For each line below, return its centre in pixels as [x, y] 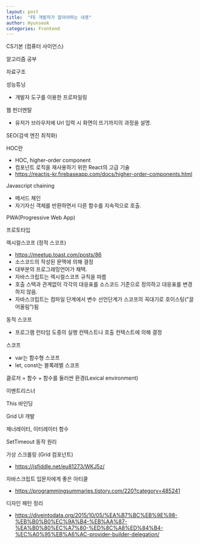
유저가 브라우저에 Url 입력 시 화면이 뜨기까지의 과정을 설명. [83, 123]
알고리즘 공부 [22, 59]
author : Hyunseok [28, 23]
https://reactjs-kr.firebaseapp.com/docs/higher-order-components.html [104, 174]
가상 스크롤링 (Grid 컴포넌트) [40, 455]
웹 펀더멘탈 [19, 110]
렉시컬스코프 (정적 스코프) [36, 243]
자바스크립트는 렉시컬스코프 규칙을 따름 [60, 277]
